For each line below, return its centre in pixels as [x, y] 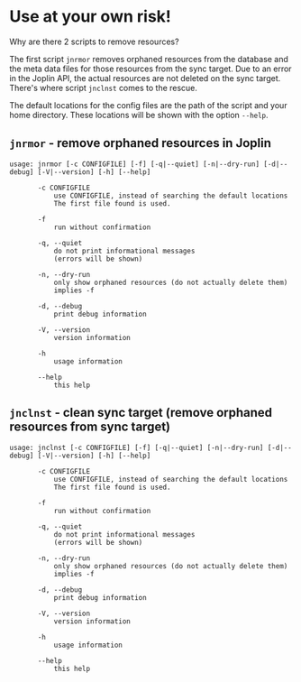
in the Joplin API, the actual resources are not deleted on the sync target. [145, 78]
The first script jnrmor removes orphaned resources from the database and [149, 59]
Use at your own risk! [90, 17]
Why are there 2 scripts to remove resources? [94, 41]
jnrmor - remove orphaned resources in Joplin [141, 143]
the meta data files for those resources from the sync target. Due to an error [150, 69]
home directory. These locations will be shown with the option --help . [139, 115]
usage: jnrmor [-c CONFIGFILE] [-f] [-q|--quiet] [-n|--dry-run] [134, 164]
